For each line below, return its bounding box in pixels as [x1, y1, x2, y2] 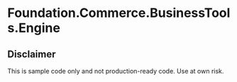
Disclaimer [7, 48, 56, 60]
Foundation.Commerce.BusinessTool [7, 5, 231, 21]
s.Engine [7, 20, 60, 36]
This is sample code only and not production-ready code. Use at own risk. [7, 67, 224, 75]
